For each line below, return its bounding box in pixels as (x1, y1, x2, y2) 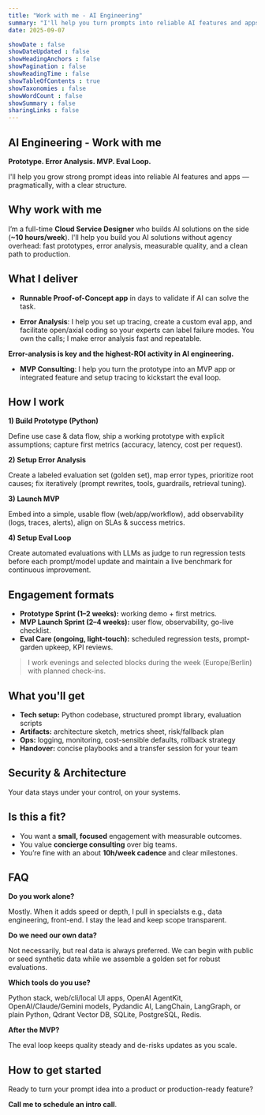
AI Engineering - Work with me (8, 136, 162, 149)
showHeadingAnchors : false (8, 55, 101, 63)
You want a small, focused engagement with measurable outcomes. (19, 831, 242, 840)
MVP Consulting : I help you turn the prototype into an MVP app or (19, 364, 236, 373)
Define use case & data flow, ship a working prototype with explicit (8, 432, 225, 441)
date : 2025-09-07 (8, 26, 65, 34)
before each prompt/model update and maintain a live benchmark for (8, 557, 233, 567)
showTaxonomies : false (8, 84, 87, 92)
